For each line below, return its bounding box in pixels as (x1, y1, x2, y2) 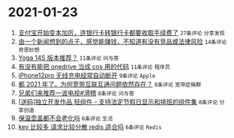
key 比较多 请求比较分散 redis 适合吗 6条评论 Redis (18, 123, 162, 131)
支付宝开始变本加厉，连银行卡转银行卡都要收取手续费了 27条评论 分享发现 (18, 28, 226, 37)
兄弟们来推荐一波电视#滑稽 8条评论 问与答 (18, 89, 135, 97)
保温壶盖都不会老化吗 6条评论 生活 (18, 113, 113, 122)
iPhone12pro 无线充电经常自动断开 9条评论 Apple (18, 71, 156, 80)
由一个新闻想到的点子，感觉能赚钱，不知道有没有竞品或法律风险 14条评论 (18, 37, 227, 46)
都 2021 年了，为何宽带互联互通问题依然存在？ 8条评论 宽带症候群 (18, 80, 202, 88)
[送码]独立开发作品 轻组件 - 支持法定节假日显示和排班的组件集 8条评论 (18, 97, 219, 106)
